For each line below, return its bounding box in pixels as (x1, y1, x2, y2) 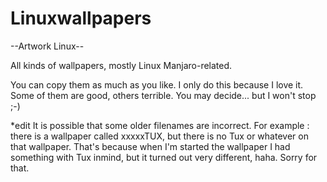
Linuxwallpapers (10, 7, 152, 30)
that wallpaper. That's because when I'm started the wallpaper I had (10, 140, 291, 152)
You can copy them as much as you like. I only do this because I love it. (10, 78, 304, 91)
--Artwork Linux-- (10, 40, 85, 52)
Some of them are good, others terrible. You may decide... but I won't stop (10, 89, 317, 101)
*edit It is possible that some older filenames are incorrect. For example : (10, 119, 310, 131)
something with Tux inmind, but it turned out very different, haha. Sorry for (10, 151, 318, 163)
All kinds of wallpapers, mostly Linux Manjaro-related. (10, 59, 233, 71)
